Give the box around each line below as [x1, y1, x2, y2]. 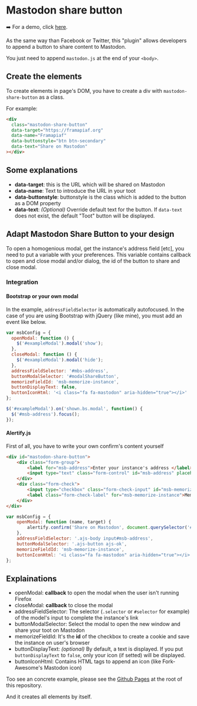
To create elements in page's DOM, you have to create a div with [6, 87, 162, 94]
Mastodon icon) [43, 664, 82, 671]
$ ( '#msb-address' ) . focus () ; [11, 411, 80, 417]
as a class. [39, 93, 64, 101]
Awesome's [14, 664, 43, 671]
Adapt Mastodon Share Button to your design [6, 229, 175, 239]
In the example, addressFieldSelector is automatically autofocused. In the [6, 306, 185, 313]
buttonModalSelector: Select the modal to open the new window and [14, 621, 181, 628]
